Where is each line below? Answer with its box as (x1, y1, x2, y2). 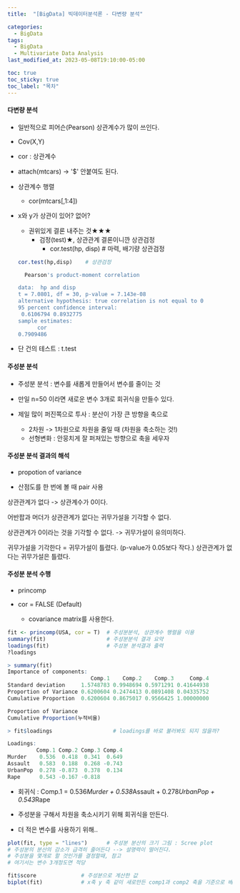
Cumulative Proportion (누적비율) (7, 715, 101, 722)
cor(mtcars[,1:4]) (28, 196, 78, 205)
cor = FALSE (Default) (17, 600, 82, 609)
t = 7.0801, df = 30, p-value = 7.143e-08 (17, 291, 146, 298)
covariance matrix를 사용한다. (28, 615, 114, 623)
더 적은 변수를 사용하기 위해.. (17, 825, 99, 834)
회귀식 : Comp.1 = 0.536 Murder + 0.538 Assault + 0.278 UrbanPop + (17, 787, 216, 796)
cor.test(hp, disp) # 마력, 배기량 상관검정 (49, 244, 165, 253)
